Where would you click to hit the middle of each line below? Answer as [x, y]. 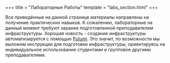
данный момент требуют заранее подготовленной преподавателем [79, 28]
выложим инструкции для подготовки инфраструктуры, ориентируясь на [85, 44]
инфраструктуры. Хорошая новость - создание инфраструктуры [76, 33]
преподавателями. [26, 55]
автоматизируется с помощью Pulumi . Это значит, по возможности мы [83, 39]
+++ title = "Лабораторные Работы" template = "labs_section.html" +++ [82, 7]
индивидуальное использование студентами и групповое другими [78, 50]
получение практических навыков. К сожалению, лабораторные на [79, 23]
